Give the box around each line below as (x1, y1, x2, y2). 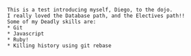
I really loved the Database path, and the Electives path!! (7, 12, 186, 19)
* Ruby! (7, 36, 29, 43)
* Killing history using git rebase (7, 42, 112, 49)
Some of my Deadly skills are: (7, 18, 97, 25)
